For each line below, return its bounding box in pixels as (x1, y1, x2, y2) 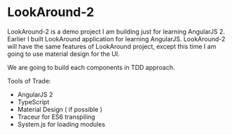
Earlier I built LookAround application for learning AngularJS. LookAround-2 (7, 34, 226, 43)
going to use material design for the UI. (7, 50, 121, 58)
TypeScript (17, 97, 50, 106)
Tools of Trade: (7, 76, 51, 85)
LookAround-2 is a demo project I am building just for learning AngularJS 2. (7, 27, 226, 36)
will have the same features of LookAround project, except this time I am (7, 42, 217, 50)
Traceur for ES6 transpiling (17, 113, 96, 121)
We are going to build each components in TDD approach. (7, 63, 175, 71)
